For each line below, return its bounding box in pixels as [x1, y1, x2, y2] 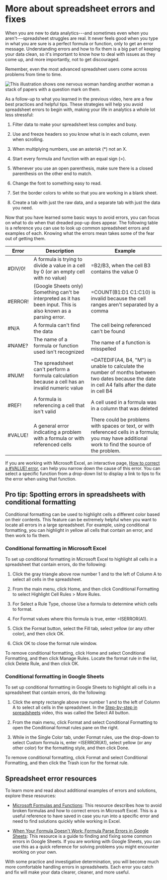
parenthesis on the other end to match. [12, 170, 92, 177]
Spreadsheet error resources [5, 774, 97, 782]
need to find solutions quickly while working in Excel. [12, 818, 121, 824]
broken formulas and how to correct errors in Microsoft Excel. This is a [12, 808, 157, 814]
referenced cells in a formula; [90, 428, 159, 435]
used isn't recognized [33, 348, 84, 355]
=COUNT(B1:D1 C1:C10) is [90, 289, 156, 295]
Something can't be [33, 289, 80, 295]
